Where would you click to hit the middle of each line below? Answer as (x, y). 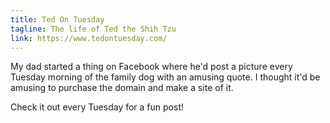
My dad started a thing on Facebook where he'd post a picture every (151, 67)
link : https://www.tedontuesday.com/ (89, 38)
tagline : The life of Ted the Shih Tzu (93, 29)
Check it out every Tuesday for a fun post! (97, 107)
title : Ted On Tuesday (57, 19)
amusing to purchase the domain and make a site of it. (122, 88)
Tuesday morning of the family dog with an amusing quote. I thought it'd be (165, 77)
